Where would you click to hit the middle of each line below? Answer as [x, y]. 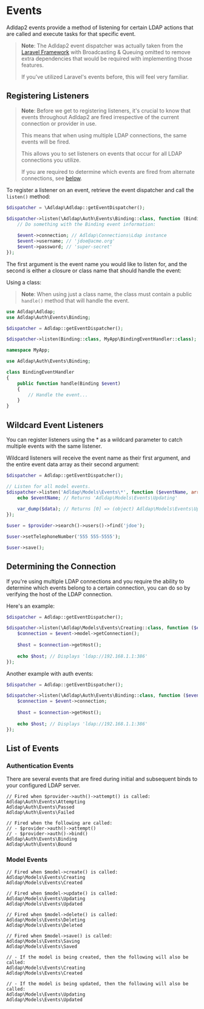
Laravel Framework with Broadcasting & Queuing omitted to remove [106, 52]
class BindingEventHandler [40, 372]
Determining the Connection [61, 567]
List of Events [33, 748]
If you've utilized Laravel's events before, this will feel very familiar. [105, 77]
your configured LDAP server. [43, 785]
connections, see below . [52, 178]
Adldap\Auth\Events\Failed [40, 813]
